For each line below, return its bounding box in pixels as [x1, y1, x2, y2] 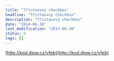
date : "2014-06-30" [5, 21, 47, 27]
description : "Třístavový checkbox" [5, 17, 83, 22]
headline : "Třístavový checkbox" [5, 12, 76, 17]
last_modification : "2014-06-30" [5, 26, 76, 32]
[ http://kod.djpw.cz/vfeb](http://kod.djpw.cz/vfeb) [5, 49, 109, 56]
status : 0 [5, 31, 26, 36]
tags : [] [5, 36, 24, 41]
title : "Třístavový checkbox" [5, 7, 69, 13]
